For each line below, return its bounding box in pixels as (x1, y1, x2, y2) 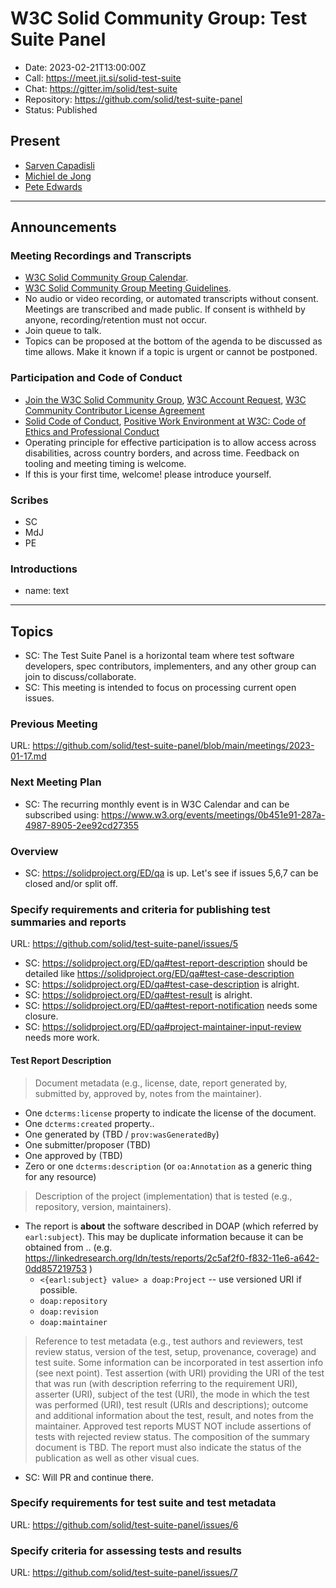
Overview (10, 844, 59, 858)
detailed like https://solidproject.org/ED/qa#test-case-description (24, 968, 295, 980)
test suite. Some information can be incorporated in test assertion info (34, 1356, 324, 1368)
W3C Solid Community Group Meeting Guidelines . (24, 282, 232, 294)
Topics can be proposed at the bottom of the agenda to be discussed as (24, 335, 323, 347)
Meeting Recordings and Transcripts (10, 249, 192, 263)
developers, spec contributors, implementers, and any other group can (24, 660, 317, 672)
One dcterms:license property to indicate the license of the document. (24, 1107, 317, 1119)
